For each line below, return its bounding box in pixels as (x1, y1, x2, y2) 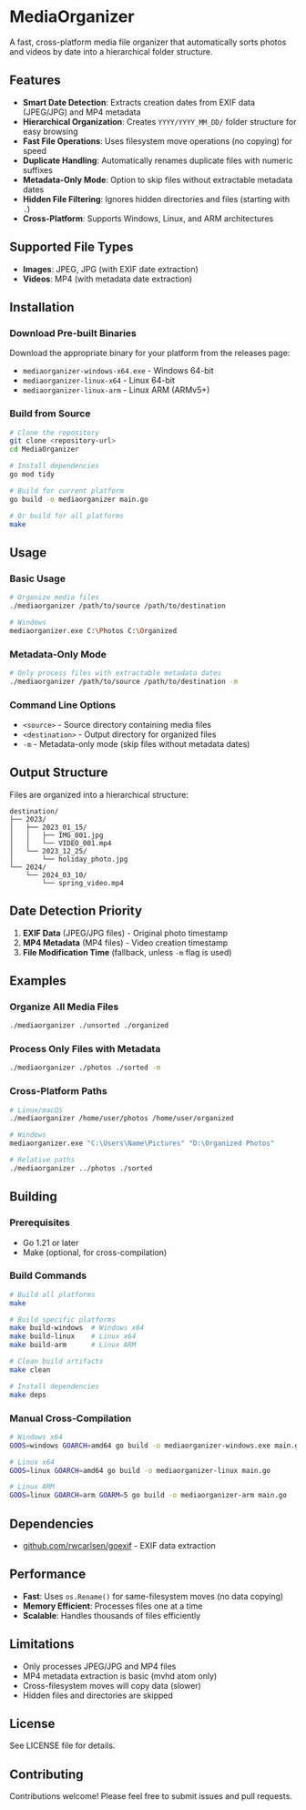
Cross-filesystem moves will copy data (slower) (22, 1680, 202, 1691)
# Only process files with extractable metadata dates (9, 668, 222, 678)
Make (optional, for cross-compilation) (22, 1246, 168, 1258)
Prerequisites (9, 1216, 70, 1229)
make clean (9, 1365, 51, 1375)
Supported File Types (9, 240, 134, 255)
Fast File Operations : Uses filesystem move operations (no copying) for (22, 135, 293, 147)
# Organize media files (9, 593, 100, 602)
